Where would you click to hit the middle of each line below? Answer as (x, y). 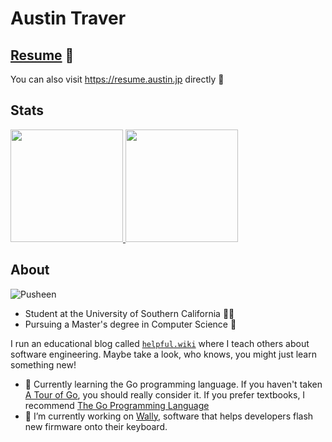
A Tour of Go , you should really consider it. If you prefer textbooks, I (165, 394)
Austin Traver (68, 18)
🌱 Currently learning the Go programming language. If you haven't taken (173, 384)
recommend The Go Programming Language (117, 405)
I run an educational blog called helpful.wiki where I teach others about (160, 343)
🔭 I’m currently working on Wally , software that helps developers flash (169, 416)
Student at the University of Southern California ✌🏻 (129, 313)
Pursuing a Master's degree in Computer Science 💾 (130, 324)
